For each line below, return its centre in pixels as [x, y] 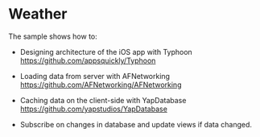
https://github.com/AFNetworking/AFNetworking [101, 85]
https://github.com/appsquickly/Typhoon [88, 60]
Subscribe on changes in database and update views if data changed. [136, 124]
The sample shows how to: [53, 36]
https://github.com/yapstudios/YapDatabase [93, 109]
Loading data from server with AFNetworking [95, 76]
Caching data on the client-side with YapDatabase [103, 100]
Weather [38, 14]
